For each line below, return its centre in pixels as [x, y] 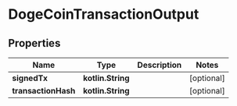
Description [160, 65]
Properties [34, 43]
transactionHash [44, 91]
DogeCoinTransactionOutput [104, 14]
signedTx [30, 78]
